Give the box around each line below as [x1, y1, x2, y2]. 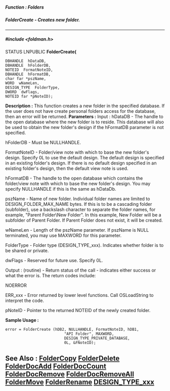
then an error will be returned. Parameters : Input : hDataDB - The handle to [5, 114, 163, 120]
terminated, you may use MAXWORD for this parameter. [5, 233, 122, 239]
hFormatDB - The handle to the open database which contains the [5, 175, 143, 182]
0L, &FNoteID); [64, 340, 96, 345]
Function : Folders [5, 4, 44, 10]
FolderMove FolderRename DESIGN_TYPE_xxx [5, 377, 154, 386]
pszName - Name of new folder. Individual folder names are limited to [5, 196, 150, 202]
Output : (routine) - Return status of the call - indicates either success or [5, 267, 156, 273]
